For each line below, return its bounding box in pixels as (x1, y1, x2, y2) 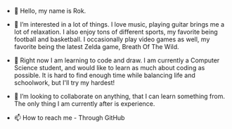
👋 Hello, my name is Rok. (13, 7, 86, 15)
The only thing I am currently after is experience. (13, 100, 155, 108)
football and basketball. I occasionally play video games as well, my (13, 35, 210, 43)
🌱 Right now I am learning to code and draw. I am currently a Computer (13, 56, 220, 64)
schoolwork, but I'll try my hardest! (13, 79, 115, 87)
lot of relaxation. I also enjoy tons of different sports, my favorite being (13, 28, 218, 36)
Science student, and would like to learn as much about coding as (13, 64, 205, 72)
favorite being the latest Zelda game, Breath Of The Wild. (13, 43, 179, 50)
